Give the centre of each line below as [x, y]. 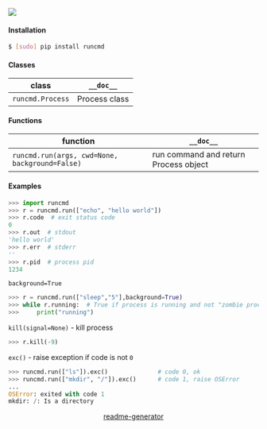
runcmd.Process [41, 99]
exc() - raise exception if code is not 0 [71, 357]
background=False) [47, 164]
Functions [25, 120]
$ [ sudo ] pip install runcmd [56, 47]
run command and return [199, 155]
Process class [103, 99]
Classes [22, 64]
